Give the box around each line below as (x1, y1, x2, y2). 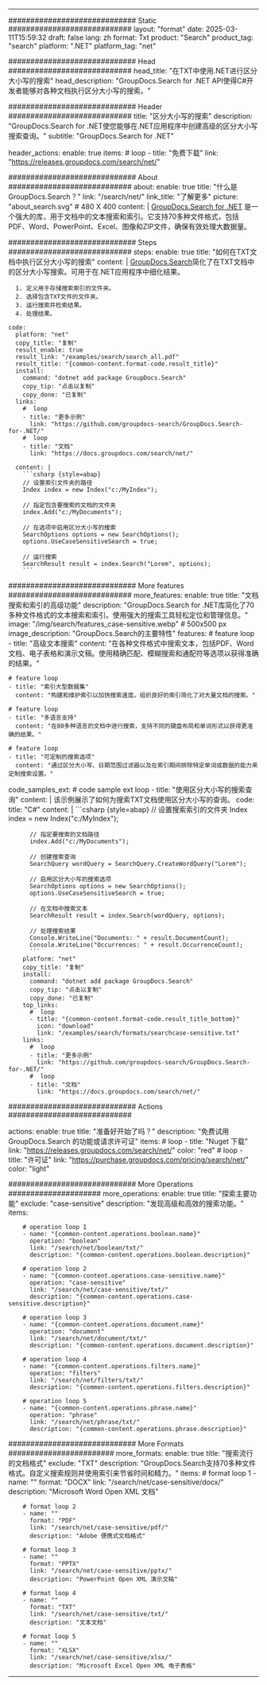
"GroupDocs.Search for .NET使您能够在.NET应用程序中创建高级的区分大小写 (8, 121, 258, 131)
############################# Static (8, 16, 157, 25)
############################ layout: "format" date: (8, 25, 204, 33)
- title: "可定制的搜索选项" (8, 753, 95, 761)
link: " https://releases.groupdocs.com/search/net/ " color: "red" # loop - (8, 1145, 243, 1155)
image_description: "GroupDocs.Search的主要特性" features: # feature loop (8, 629, 255, 638)
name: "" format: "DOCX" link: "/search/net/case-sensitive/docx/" (8, 1477, 224, 1487)
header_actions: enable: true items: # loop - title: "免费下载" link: (8, 148, 219, 158)
